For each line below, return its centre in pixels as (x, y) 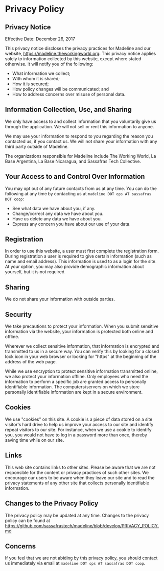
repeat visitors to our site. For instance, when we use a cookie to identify (78, 429)
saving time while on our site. (35, 440)
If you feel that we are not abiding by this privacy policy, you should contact (81, 558)
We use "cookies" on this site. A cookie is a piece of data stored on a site (79, 419)
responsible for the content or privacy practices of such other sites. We (77, 472)
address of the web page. (31, 362)
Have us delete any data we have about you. (57, 218)
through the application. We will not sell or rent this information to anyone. (80, 126)
